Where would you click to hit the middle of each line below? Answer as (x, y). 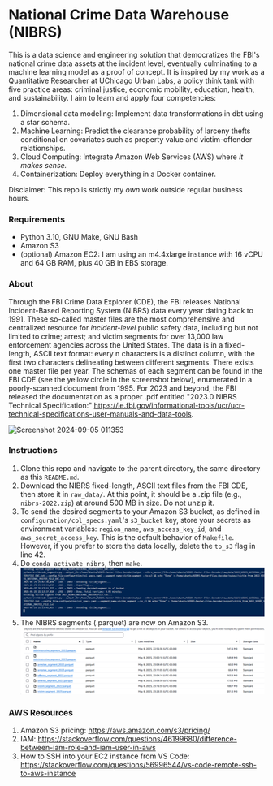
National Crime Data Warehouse (119, 15)
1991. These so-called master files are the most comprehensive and (121, 319)
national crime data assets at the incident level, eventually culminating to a (133, 63)
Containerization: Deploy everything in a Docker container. (118, 174)
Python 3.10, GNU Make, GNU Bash (79, 237)
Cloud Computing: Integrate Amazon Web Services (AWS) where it (132, 157)
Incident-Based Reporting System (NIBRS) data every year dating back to (131, 310)
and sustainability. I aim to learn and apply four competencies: (113, 97)
